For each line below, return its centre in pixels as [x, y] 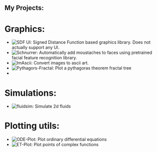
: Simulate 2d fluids [52, 106]
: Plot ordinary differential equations [71, 139]
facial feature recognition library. [44, 58]
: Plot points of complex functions [65, 145]
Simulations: [31, 93]
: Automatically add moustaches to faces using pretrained [95, 52]
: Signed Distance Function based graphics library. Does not [91, 42]
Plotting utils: [32, 126]
